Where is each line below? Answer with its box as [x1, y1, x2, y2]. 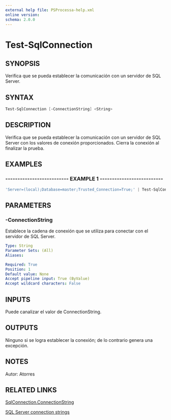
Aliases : [5, 252, 24, 258]
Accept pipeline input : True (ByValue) [5, 276, 90, 282]
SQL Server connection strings [5, 409, 70, 415]
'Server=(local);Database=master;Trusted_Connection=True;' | [5, 187, 140, 192]
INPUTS [5, 295, 31, 304]
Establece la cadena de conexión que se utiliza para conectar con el [5, 228, 149, 234]
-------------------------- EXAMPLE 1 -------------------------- [5, 175, 163, 182]
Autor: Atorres [5, 371, 35, 377]
